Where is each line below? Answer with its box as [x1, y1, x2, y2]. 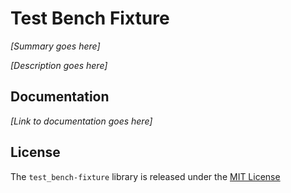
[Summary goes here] [10, 40, 101, 52]
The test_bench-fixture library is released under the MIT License [10, 170, 281, 182]
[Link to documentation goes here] [10, 115, 153, 127]
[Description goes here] [10, 59, 108, 71]
